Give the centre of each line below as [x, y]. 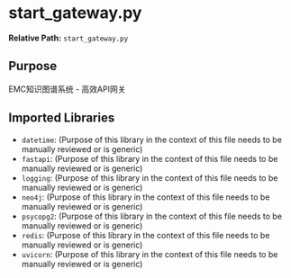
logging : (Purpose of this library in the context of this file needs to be [150, 177]
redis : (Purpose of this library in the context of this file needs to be [145, 235]
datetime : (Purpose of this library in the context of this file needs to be [152, 139]
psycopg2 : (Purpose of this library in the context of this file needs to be [152, 216]
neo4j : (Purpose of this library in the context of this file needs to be [145, 197]
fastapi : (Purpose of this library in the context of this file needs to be [150, 158]
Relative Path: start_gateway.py [68, 38]
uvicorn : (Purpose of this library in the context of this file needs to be [150, 254]
